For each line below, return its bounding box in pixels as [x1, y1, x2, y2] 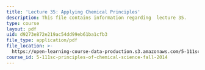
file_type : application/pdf [6, 37, 78, 43]
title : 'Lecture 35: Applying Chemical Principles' [6, 9, 140, 15]
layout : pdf [6, 26, 37, 32]
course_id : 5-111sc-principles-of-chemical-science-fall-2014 [6, 54, 168, 60]
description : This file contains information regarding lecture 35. [6, 15, 187, 21]
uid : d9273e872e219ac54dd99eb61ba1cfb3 [6, 32, 108, 38]
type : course [6, 20, 40, 26]
